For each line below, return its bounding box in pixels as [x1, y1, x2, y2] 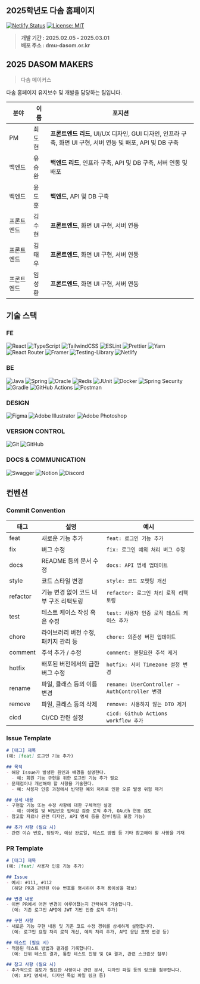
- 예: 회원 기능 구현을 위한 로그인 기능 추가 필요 [11, 775, 118, 781]
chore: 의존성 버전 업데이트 [106, 634, 176, 640]
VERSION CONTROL [6, 427, 65, 435]
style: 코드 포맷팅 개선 [106, 578, 167, 584]
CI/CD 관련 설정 [41, 713, 84, 722]
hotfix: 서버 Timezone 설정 [106, 661, 180, 668]
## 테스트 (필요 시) [6, 940, 49, 946]
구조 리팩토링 [48, 597, 83, 605]
